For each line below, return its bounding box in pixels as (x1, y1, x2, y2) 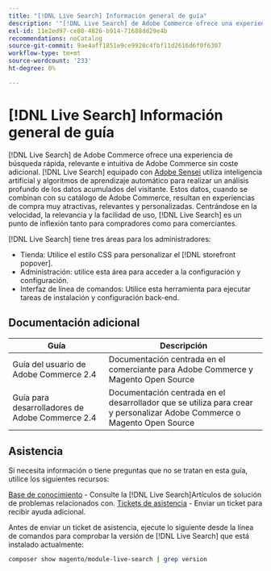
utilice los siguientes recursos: (8, 474, 110, 484)
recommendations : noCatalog (8, 34, 103, 43)
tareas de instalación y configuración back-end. (19, 292, 180, 302)
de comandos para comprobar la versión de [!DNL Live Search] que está (8, 531, 250, 541)
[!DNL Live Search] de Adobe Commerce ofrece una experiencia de (8, 150, 234, 160)
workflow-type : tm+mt (8, 49, 81, 57)
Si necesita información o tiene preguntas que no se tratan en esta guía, (8, 465, 248, 476)
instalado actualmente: (8, 540, 85, 549)
